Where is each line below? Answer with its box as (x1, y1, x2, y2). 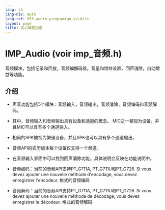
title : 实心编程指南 (5, 26, 43, 30)
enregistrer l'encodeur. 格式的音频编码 (12, 177, 90, 183)
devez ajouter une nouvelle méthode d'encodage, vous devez (12, 171, 137, 177)
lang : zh (5, 7, 23, 12)
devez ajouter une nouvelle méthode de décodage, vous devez (12, 193, 140, 199)
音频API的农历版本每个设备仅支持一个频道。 (12, 145, 102, 150)
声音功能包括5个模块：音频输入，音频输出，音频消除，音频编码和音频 (12, 101, 153, 107)
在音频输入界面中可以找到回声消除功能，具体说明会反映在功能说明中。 (12, 155, 155, 161)
